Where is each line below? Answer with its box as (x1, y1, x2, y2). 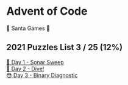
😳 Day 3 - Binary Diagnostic (6, 72, 78, 79)
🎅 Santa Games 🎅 (6, 24, 50, 32)
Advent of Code (6, 4, 88, 18)
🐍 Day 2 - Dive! (6, 65, 44, 72)
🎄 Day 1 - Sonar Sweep (6, 58, 64, 65)
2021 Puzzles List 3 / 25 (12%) (6, 42, 123, 53)
